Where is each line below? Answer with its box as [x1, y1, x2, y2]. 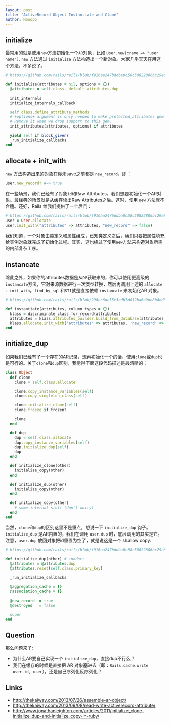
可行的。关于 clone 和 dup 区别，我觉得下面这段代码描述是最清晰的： [9, 360, 148, 366]
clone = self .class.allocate [14, 380, 76, 385]
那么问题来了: [5, 645, 34, 651]
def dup [10, 430, 26, 435]
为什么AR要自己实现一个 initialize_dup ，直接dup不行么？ [12, 656, 136, 662]
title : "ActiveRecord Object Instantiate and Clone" [5, 12, 119, 17]
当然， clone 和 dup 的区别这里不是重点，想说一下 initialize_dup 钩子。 [5, 524, 151, 530]
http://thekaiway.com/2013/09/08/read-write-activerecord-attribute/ [12, 702, 156, 708]
